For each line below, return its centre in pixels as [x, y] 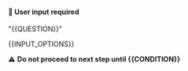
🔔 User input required [44, 12]
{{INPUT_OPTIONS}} [41, 44]
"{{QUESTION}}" [35, 29]
